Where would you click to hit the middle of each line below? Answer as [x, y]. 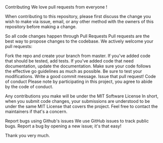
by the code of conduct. [29, 87]
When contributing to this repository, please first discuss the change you [78, 16]
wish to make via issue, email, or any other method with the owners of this [80, 22]
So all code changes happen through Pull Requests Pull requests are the [77, 36]
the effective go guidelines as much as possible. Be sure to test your [74, 71]
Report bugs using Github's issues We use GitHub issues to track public [77, 121]
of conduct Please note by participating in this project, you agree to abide [79, 81]
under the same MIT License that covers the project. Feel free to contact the [81, 106]
